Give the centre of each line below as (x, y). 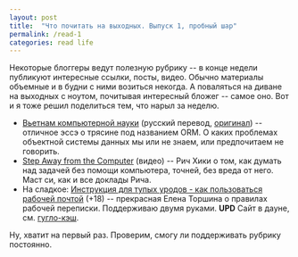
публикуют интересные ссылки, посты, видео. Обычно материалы (137, 78)
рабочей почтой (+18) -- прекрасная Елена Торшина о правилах (145, 199)
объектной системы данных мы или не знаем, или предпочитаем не (153, 142)
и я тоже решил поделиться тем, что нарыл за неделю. (115, 106)
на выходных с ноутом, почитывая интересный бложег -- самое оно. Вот (149, 96)
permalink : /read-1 (46, 34)
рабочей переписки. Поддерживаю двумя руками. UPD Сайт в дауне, (156, 208)
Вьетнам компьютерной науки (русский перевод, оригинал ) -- (142, 123)
